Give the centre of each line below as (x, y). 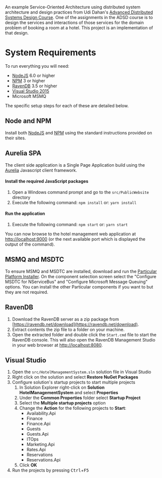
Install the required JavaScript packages (47, 181)
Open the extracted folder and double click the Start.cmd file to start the (84, 335)
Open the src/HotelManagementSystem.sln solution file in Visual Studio (81, 372)
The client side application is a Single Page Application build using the (75, 165)
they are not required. (27, 292)
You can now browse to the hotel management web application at (70, 234)
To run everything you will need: (37, 66)
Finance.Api (39, 424)
